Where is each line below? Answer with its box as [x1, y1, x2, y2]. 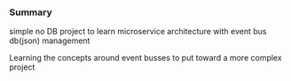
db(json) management [9, 35, 90, 46]
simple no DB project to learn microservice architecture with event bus [9, 26, 267, 37]
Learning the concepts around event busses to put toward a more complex [9, 53, 282, 63]
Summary [9, 6, 53, 18]
